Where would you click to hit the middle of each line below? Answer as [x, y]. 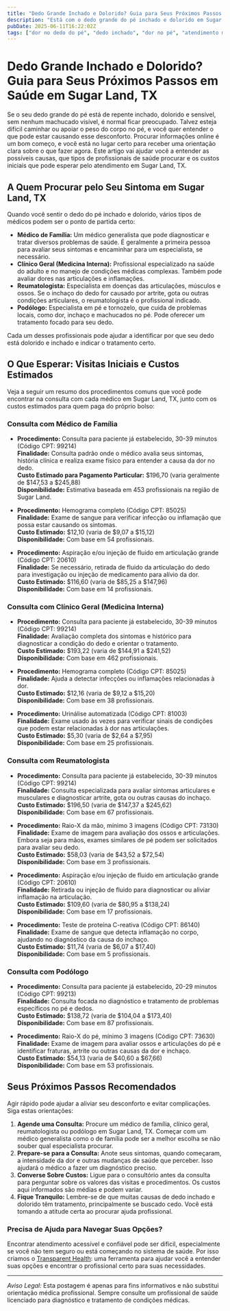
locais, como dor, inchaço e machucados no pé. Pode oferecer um [111, 315]
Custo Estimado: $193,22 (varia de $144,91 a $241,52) [94, 651]
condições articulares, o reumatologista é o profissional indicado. [109, 300]
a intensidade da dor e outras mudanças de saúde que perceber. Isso [115, 1160]
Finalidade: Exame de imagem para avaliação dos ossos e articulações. [118, 833]
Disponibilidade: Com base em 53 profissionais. [85, 1065]
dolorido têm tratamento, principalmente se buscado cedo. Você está [115, 1204]
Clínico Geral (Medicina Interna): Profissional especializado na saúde [116, 264]
